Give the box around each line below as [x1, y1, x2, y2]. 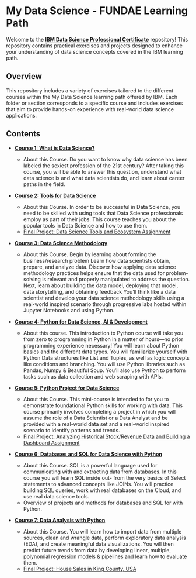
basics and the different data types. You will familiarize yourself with [23, 348, 188, 355]
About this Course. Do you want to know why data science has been [23, 156, 188, 163]
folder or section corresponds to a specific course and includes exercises [6, 99, 183, 106]
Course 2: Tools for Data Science [14, 192, 96, 199]
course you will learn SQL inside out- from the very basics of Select [23, 474, 186, 481]
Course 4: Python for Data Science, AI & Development [14, 318, 148, 325]
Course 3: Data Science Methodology [14, 239, 108, 246]
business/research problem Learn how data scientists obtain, [23, 257, 170, 264]
